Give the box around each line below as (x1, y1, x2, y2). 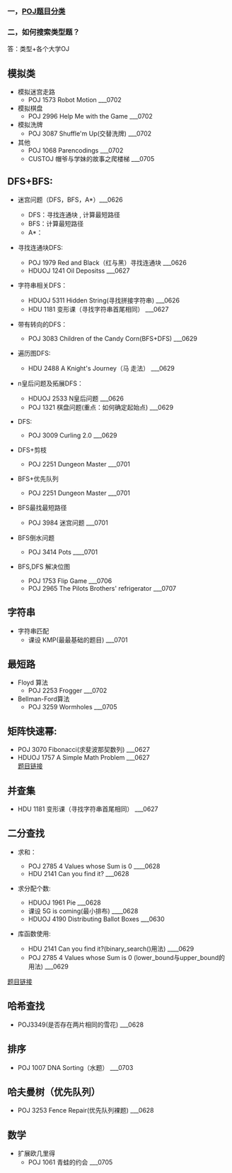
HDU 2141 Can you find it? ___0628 (28, 869, 129, 878)
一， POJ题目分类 (7, 6, 66, 16)
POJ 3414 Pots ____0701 (28, 547, 98, 556)
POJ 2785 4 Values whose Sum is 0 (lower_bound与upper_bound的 (28, 953, 225, 961)
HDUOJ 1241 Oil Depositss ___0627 (28, 266, 130, 275)
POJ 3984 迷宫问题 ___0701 (28, 518, 108, 527)
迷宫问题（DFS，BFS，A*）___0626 (17, 195, 124, 204)
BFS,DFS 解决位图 (17, 562, 71, 571)
